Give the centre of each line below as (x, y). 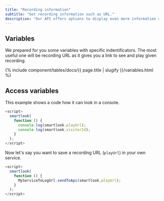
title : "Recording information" (38, 10)
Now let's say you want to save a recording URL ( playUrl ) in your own (75, 153)
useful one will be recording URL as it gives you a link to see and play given (81, 56)
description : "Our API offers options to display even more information (81, 19)
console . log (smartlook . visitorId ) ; (54, 130)
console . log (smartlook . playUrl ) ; (52, 125)
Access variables (32, 91)
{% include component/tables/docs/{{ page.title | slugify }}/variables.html (79, 70)
